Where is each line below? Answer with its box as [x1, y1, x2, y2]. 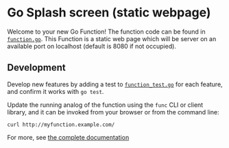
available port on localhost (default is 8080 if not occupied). [7, 42, 177, 50]
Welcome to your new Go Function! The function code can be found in [7, 27, 206, 36]
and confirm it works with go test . [7, 87, 104, 95]
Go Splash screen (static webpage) [7, 5, 211, 21]
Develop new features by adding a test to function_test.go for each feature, [7, 80, 223, 88]
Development [7, 62, 67, 73]
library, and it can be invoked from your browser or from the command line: [7, 108, 219, 116]
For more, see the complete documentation [7, 133, 130, 141]
